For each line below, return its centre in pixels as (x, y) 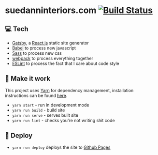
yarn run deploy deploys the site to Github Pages (61, 147)
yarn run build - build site (38, 110)
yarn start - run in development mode (50, 105)
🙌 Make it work (28, 79)
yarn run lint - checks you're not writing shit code (63, 120)
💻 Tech (17, 29)
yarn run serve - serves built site (45, 115)
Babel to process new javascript (44, 48)
